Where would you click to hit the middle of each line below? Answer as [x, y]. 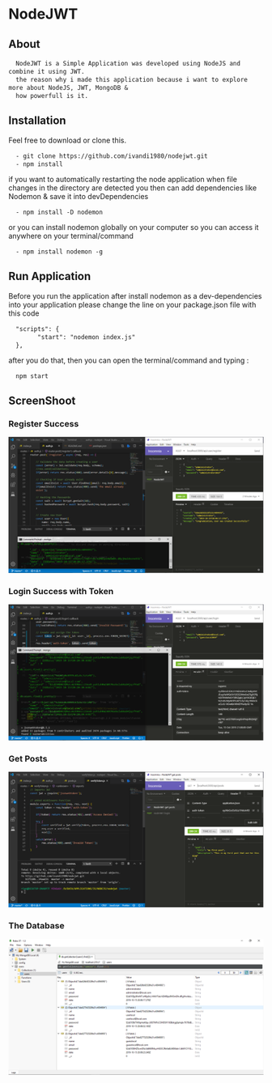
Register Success [44, 423]
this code [24, 313]
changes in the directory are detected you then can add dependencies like [133, 188]
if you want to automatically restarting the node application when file [123, 179]
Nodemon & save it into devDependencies [79, 196]
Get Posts [28, 758]
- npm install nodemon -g [59, 252]
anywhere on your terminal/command [71, 236]
